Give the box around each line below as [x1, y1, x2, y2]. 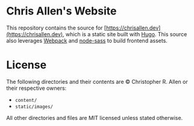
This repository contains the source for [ [6, 24, 107, 31]
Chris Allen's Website [6, 4, 117, 18]
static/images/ [14, 104, 54, 110]
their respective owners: [6, 84, 67, 92]
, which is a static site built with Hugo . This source [62, 30, 187, 37]
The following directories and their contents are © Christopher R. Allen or [6, 78, 188, 85]
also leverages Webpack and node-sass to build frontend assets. [6, 37, 167, 44]
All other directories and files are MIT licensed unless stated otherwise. [6, 114, 183, 121]
